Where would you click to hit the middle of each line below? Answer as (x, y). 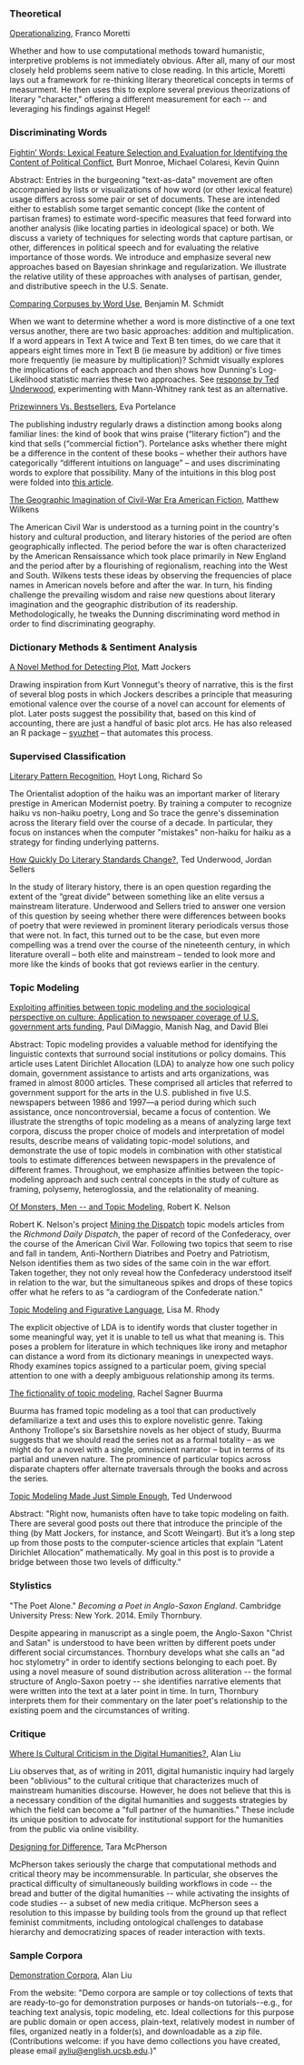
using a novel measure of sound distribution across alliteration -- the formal (151, 1671)
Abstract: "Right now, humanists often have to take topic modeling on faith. (149, 1514)
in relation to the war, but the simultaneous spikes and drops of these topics (151, 1283)
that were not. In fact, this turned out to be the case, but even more (135, 936)
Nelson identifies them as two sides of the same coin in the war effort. (141, 1263)
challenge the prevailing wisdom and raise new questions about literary (142, 595)
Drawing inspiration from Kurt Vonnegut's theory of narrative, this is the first (152, 684)
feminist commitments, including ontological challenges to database (137, 1922)
